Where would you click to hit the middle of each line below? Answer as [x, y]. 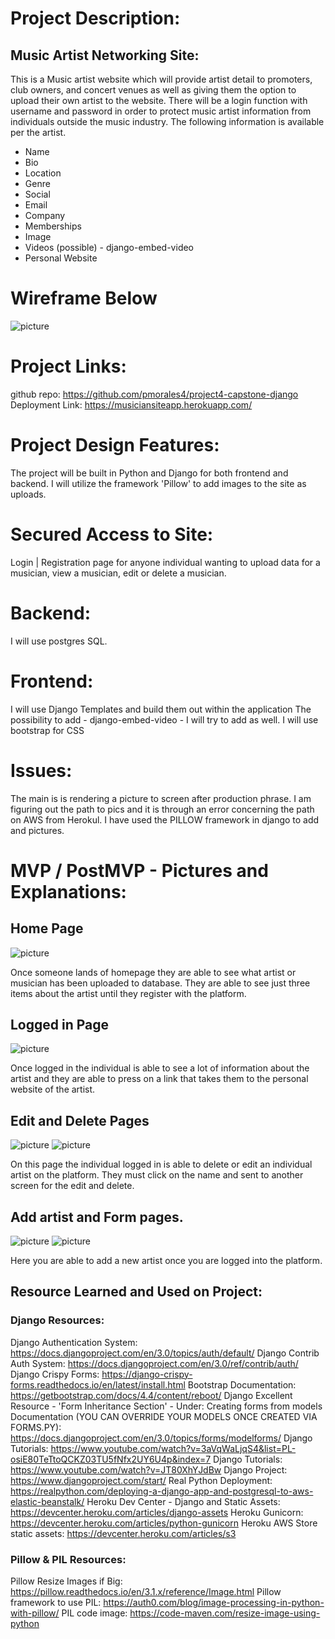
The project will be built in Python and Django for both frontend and [149, 473]
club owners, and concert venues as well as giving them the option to [153, 90]
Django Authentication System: [74, 1342]
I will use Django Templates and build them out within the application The [161, 709]
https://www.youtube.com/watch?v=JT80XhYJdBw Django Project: [149, 1469]
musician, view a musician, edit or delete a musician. [118, 573]
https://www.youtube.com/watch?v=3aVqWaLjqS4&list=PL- [173, 1448]
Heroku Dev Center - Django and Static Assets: [183, 1501]
